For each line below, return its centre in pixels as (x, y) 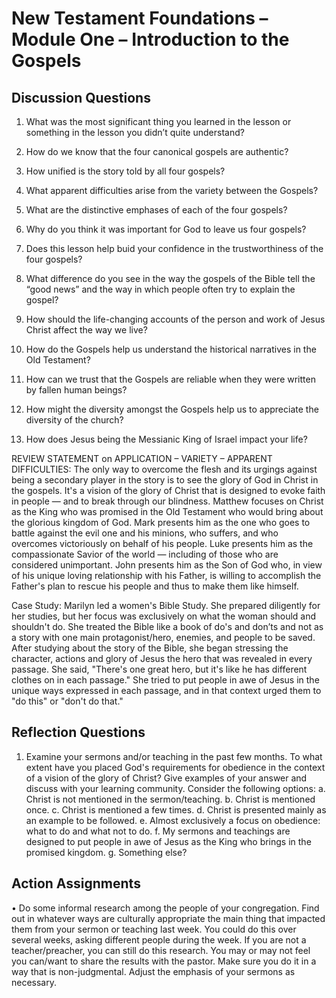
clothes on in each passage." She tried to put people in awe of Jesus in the (165, 680)
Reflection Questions (78, 732)
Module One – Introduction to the (150, 39)
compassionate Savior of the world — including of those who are (145, 554)
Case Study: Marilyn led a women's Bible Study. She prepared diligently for (166, 605)
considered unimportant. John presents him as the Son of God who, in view (167, 565)
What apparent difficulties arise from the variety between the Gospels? (172, 190)
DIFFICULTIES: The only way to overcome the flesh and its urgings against (164, 469)
